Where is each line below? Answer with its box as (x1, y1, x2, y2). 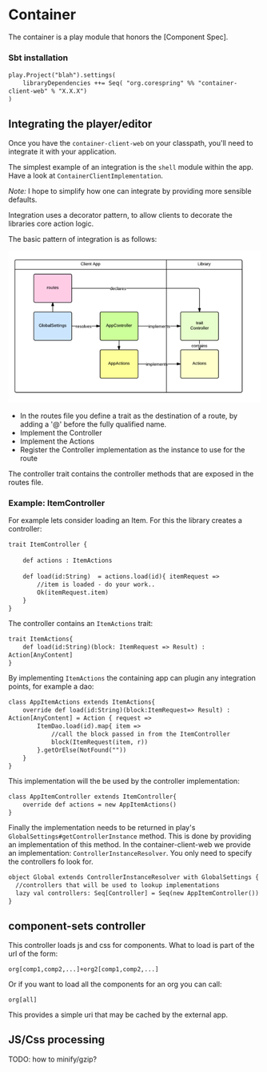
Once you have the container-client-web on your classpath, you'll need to (8, 139, 253, 148)
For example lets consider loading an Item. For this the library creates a (8, 516, 242, 525)
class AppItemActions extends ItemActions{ (8, 698, 156, 706)
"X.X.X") (58, 87, 88, 95)
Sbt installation (8, 52, 69, 63)
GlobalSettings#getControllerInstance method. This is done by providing (8, 831, 252, 841)
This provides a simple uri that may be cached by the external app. (8, 1010, 229, 1020)
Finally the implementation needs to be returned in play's (8, 823, 196, 833)
